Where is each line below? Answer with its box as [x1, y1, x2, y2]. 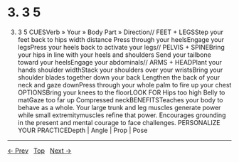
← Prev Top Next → [7, 146, 72, 155]
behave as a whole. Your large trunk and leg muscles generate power [17, 103, 221, 112]
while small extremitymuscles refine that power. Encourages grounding [17, 111, 226, 119]
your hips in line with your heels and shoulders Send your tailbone [17, 50, 211, 59]
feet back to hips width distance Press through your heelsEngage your [17, 35, 225, 43]
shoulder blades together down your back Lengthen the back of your [17, 72, 221, 82]
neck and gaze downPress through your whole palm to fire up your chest [17, 80, 232, 89]
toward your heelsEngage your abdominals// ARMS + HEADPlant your [17, 58, 222, 66]
